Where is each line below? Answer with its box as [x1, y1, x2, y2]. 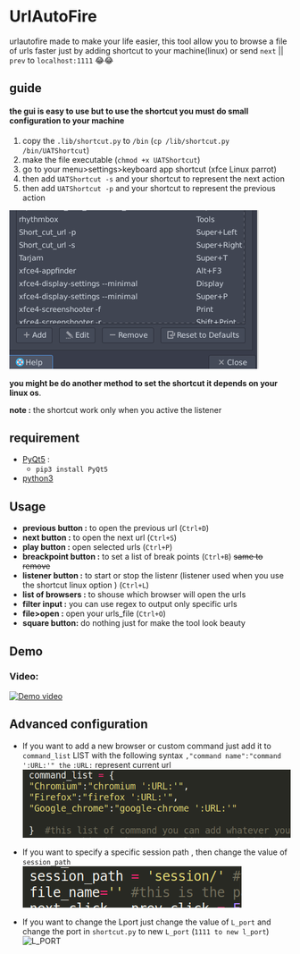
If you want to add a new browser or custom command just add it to [21, 740, 272, 751]
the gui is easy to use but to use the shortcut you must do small [9, 106, 249, 116]
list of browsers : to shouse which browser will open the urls [21, 589, 246, 600]
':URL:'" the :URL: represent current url [21, 759, 171, 770]
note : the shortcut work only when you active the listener [9, 404, 222, 415]
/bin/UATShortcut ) [21, 145, 90, 156]
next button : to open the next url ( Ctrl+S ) [21, 532, 177, 543]
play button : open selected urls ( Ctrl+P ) [21, 542, 173, 553]
